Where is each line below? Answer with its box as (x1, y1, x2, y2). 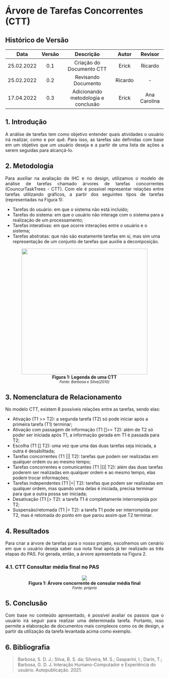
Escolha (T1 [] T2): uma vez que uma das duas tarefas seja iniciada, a (12, 443, 156, 449)
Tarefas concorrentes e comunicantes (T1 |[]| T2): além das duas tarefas (12, 464, 163, 470)
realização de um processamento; (12, 217, 83, 223)
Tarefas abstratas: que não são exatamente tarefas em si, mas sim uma (12, 233, 160, 239)
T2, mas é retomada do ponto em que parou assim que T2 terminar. (12, 512, 153, 518)
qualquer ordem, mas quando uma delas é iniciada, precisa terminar (12, 486, 154, 492)
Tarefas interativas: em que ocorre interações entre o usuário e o (12, 222, 147, 229)
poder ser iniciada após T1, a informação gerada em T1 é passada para (12, 432, 160, 438)
